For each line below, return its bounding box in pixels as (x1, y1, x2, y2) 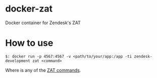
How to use (5, 37, 54, 49)
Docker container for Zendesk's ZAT (5, 20, 81, 26)
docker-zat (5, 3, 53, 15)
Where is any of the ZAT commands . (5, 67, 81, 73)
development (5, 58, 30, 63)
